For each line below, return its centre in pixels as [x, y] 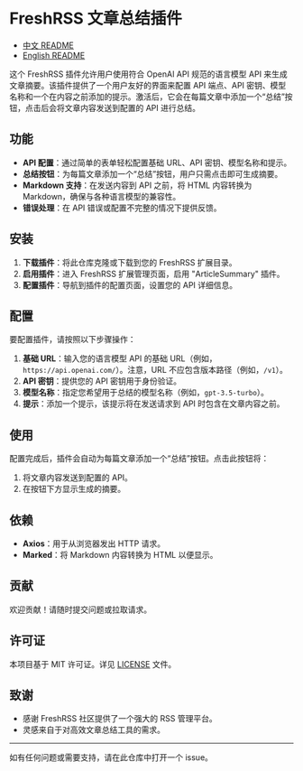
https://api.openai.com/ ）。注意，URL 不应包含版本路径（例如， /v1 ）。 [155, 370]
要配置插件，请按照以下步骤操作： [73, 339]
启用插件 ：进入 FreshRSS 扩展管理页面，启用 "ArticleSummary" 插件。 [153, 274]
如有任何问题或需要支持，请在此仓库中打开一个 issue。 [111, 757]
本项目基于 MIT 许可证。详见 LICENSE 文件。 [93, 664]
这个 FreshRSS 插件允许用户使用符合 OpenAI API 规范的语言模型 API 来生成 [149, 74]
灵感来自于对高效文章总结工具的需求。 [93, 730]
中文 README [48, 45]
